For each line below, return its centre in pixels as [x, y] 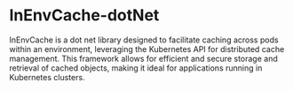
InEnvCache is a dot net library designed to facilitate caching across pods [144, 40]
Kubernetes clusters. [48, 77]
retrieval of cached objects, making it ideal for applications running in [136, 68]
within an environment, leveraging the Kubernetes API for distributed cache [147, 49]
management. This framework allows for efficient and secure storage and [143, 58]
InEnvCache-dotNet [84, 15]
